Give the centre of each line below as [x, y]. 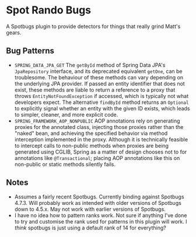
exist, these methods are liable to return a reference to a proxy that [95, 90]
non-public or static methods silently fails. [65, 164]
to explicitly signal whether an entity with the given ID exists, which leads [102, 108]
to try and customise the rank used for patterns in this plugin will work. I [101, 221]
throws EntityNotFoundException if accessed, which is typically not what [101, 96]
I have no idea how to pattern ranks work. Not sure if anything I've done [101, 215]
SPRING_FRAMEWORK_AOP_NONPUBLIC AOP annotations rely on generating [97, 121]
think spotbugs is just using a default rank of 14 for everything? [90, 228]
